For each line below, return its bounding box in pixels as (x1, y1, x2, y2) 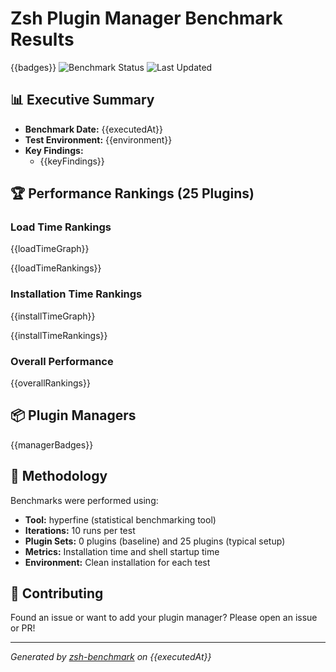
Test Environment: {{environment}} (24, 133, 173, 146)
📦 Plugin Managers (10, 407, 137, 424)
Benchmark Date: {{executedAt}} (24, 123, 163, 135)
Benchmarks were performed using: (10, 494, 159, 506)
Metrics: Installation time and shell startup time (24, 545, 220, 557)
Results (10, 28, 75, 51)
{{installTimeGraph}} (10, 310, 96, 322)
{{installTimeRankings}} (10, 329, 108, 341)
